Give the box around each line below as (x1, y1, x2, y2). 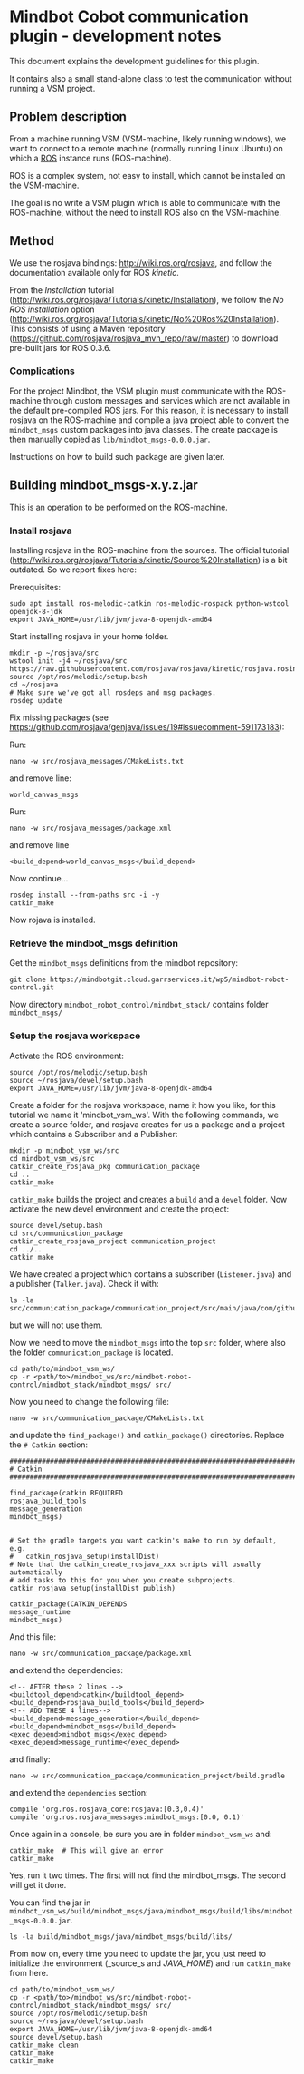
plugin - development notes (9, 25, 222, 46)
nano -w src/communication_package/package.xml (9, 1649, 193, 1658)
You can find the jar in (9, 1897, 91, 1908)
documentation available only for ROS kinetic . (9, 267, 179, 278)
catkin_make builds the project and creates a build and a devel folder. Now (9, 1193, 288, 1204)
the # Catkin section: (9, 1439, 89, 1450)
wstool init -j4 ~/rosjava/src (9, 656, 128, 666)
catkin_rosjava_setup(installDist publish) (9, 1583, 176, 1592)
